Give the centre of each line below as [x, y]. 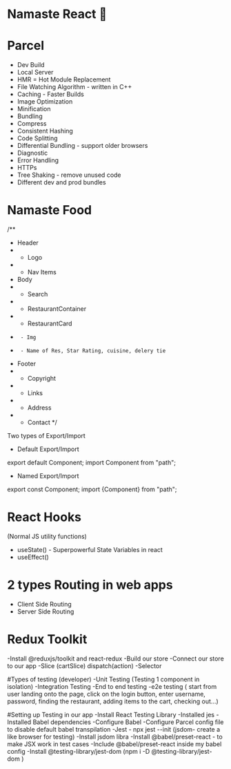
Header [28, 243]
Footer [27, 364]
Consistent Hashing [45, 131]
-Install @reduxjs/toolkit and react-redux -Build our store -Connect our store [115, 658]
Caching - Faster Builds [50, 94]
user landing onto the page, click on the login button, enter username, [106, 694]
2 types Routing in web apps [90, 585]
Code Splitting [37, 138]
